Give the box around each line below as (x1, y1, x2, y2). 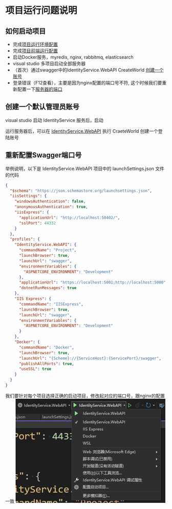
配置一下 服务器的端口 (17, 86, 62, 92)
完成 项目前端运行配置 (12, 48, 58, 54)
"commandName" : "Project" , (18, 248, 77, 253)
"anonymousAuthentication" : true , (14, 205, 88, 210)
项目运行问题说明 (5, 5, 78, 16)
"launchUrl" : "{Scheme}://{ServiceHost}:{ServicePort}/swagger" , (18, 356, 161, 361)
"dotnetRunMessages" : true (18, 286, 77, 291)
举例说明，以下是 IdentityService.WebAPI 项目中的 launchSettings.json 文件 (5, 165, 165, 172)
